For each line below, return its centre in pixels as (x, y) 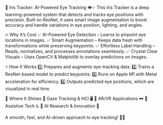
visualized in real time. (28, 89)
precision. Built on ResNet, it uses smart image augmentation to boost (76, 20)
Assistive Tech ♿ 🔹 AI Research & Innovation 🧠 (52, 106)
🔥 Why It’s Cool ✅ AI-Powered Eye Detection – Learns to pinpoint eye (76, 35)
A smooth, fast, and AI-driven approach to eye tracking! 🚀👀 (65, 117)
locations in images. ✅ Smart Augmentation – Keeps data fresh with (74, 40)
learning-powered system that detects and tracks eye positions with (74, 15)
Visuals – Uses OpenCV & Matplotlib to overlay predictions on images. (76, 57)
